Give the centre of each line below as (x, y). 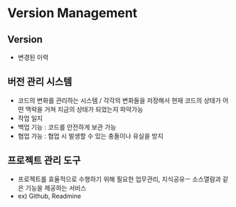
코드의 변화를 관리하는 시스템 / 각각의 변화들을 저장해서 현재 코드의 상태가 (119, 100)
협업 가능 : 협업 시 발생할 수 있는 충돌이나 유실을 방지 (90, 136)
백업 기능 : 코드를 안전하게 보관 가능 (67, 127)
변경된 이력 (33, 57)
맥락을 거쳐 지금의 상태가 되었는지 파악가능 (84, 109)
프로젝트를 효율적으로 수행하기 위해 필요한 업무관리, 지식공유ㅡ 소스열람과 (119, 179)
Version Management (73, 13)
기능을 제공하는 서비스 (56, 188)
